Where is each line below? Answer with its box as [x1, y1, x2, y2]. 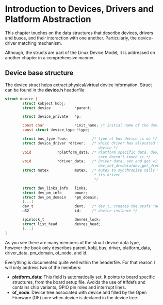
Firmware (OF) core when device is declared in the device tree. [12, 294, 138, 300]
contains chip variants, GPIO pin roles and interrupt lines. [12, 284, 126, 290]
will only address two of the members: [5, 264, 81, 270]
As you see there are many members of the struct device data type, [5, 239, 140, 245]
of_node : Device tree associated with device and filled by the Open [12, 289, 147, 295]
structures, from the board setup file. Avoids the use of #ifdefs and [12, 279, 146, 285]
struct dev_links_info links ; [22, 186, 88, 191]
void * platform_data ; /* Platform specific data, [22, 150, 149, 155]
